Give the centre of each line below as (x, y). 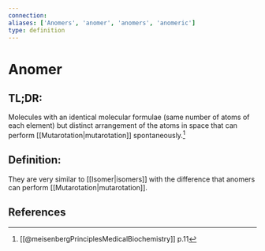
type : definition (37, 30)
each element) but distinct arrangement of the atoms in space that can (123, 126)
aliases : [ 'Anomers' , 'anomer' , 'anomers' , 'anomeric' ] (102, 23)
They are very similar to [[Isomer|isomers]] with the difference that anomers (132, 179)
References (37, 213)
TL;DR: (26, 98)
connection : (28, 15)
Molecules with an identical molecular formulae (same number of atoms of (129, 117)
